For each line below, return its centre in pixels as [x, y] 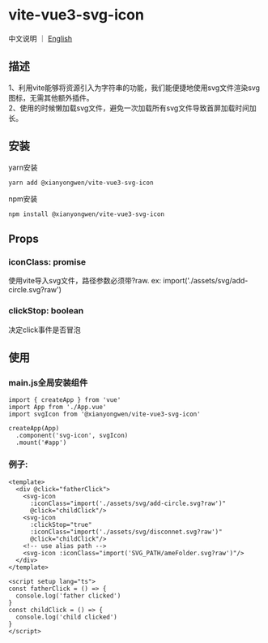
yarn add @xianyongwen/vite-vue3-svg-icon [81, 183]
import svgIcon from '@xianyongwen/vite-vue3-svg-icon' [104, 414]
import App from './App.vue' [57, 408]
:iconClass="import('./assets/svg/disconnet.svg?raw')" [126, 532]
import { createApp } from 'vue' [65, 400]
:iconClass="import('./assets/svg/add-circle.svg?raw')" [128, 503]
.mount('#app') [41, 443]
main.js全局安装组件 [48, 382]
